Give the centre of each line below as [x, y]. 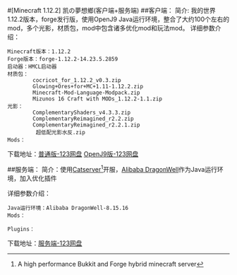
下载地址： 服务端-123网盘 [45, 243]
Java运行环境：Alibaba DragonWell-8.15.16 [68, 208]
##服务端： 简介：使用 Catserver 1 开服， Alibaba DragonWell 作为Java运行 [112, 169]
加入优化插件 [38, 178]
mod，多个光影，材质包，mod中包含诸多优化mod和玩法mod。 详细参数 [111, 28]
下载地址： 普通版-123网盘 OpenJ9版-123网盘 [73, 154]
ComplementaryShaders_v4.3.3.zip [82, 112]
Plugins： [21, 229]
